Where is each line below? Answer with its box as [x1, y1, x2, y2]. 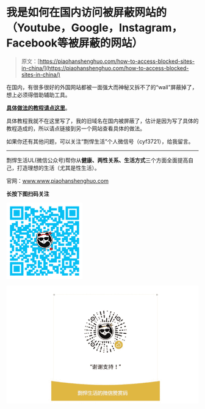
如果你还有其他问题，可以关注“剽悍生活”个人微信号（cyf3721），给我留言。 [6, 138, 194, 145]
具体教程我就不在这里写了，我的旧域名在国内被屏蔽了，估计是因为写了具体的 [6, 117, 199, 124]
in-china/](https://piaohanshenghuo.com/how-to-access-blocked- [21, 64, 189, 72]
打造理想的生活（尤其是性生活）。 [16, 164, 100, 171]
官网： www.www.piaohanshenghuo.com [6, 177, 109, 184]
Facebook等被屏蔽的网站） [6, 36, 143, 50]
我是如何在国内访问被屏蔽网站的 [6, 6, 167, 20]
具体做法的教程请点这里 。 [6, 104, 71, 111]
